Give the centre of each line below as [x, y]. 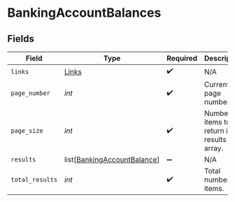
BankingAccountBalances [84, 13]
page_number [31, 93]
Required [182, 58]
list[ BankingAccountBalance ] [112, 160]
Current [216, 84]
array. [214, 148]
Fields [21, 39]
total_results [34, 180]
